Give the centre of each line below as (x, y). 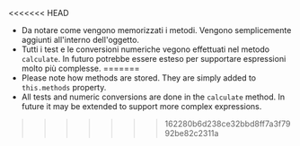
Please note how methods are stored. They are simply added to (139, 78)
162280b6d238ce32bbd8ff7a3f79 (228, 124)
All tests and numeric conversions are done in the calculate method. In (153, 97)
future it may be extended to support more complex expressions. (141, 106)
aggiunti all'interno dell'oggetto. (80, 40)
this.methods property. (64, 87)
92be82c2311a (192, 133)
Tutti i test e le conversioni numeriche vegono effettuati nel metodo (146, 49)
